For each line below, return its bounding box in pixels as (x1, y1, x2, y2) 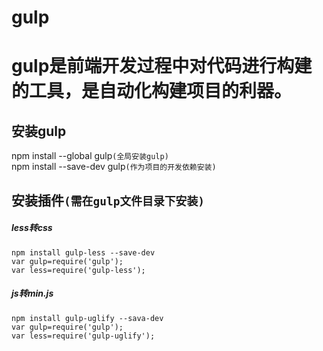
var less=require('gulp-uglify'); (11, 331, 156, 341)
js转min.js (11, 287, 54, 300)
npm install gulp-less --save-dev (11, 247, 156, 258)
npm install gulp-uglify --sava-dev (11, 313, 164, 323)
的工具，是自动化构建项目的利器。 (11, 80, 293, 103)
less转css (11, 222, 53, 234)
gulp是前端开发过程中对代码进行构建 (11, 55, 313, 78)
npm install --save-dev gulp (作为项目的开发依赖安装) (11, 161, 217, 173)
